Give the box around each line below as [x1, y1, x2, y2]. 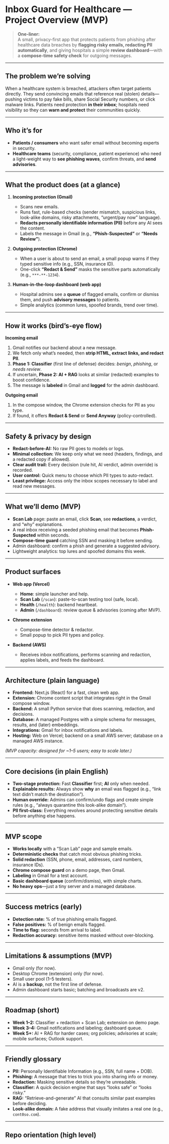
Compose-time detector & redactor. [20, 626, 94, 633]
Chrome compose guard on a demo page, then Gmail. [12, 867, 126, 873]
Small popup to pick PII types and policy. [20, 632, 105, 638]
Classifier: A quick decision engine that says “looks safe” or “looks [12, 1084, 152, 1090]
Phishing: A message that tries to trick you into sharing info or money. [12, 1074, 158, 1080]
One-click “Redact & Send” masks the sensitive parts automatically [20, 267, 160, 273]
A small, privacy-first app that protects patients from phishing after [17, 36, 156, 42]
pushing [5, 96, 22, 102]
